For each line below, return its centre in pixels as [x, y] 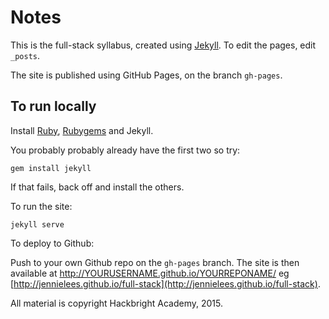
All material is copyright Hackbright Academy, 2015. [116, 303]
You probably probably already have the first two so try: [125, 150]
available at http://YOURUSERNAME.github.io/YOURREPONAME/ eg [150, 273]
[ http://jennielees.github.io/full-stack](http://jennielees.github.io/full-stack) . [165, 283]
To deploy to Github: [52, 243]
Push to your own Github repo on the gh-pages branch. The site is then [155, 262]
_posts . [25, 55]
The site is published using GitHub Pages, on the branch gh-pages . [146, 75]
